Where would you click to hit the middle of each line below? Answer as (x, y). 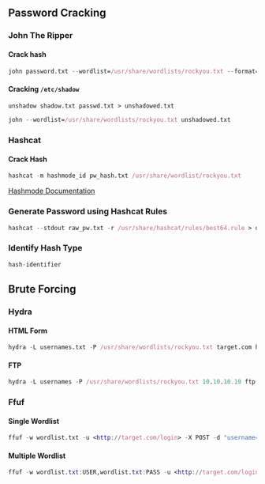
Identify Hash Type (45, 248)
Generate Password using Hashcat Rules (88, 211)
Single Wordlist (34, 421)
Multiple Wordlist (37, 456)
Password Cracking (57, 13)
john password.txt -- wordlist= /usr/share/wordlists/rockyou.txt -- (121, 71)
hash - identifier (35, 264)
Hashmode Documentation (52, 191)
